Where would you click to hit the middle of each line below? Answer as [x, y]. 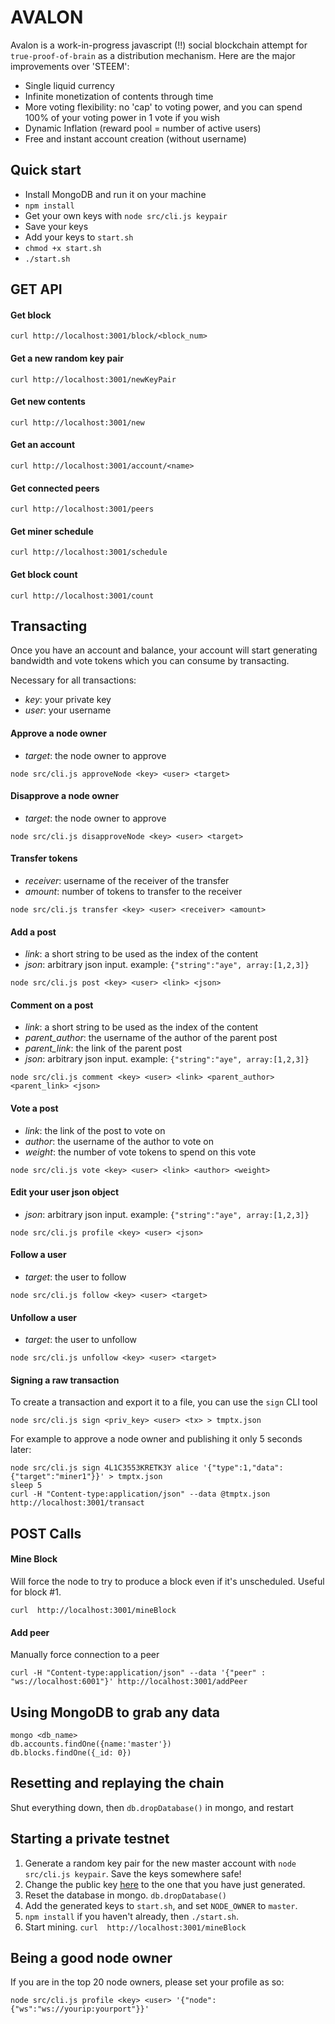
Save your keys [56, 226]
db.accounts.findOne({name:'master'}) [91, 1744]
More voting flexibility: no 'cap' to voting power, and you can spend [163, 107]
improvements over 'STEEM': [70, 66]
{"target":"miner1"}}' [57, 1477]
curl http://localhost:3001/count [82, 596]
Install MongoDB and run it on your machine [115, 194]
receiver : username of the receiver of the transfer [127, 880]
